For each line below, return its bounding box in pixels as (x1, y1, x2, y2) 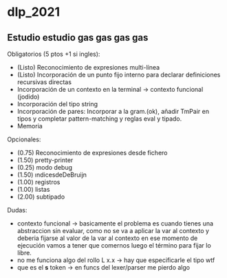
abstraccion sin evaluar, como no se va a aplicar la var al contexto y (17, 227, 210, 235)
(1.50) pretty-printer (17, 156, 74, 164)
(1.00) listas (17, 186, 50, 193)
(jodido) (17, 92, 40, 101)
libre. (17, 249, 32, 257)
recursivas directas (17, 78, 72, 86)
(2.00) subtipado (17, 192, 65, 201)
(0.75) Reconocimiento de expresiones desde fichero (17, 149, 168, 157)
